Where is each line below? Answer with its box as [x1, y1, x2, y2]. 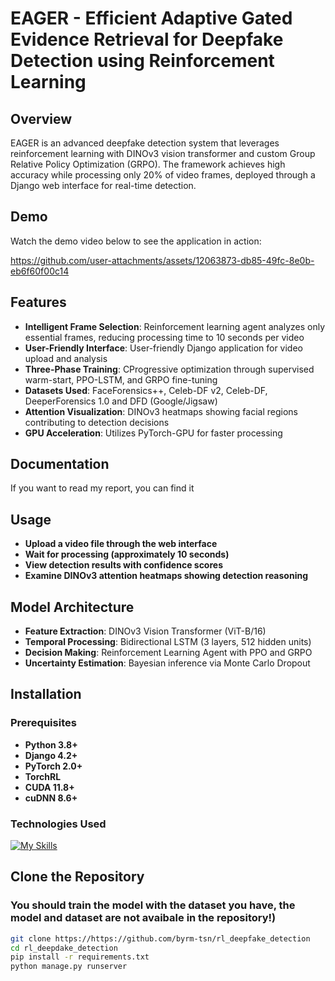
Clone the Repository [10, 868, 145, 886]
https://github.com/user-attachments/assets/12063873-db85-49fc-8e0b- [10, 254, 315, 266]
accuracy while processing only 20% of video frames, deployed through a [10, 169, 316, 181]
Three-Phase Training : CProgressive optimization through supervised [24, 363, 315, 375]
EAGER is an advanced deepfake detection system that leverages [10, 137, 280, 149]
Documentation [10, 456, 110, 473]
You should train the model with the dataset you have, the [10, 898, 296, 912]
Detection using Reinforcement [10, 50, 275, 72]
